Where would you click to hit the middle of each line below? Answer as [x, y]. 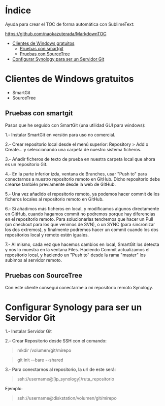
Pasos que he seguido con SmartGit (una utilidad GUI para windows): [75, 125]
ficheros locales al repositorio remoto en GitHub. [54, 199]
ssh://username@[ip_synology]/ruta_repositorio [66, 379]
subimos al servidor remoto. [34, 260]
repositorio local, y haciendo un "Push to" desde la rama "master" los [76, 255]
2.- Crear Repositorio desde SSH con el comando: [56, 341]
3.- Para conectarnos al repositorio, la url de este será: [61, 370]
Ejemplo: [14, 389]
